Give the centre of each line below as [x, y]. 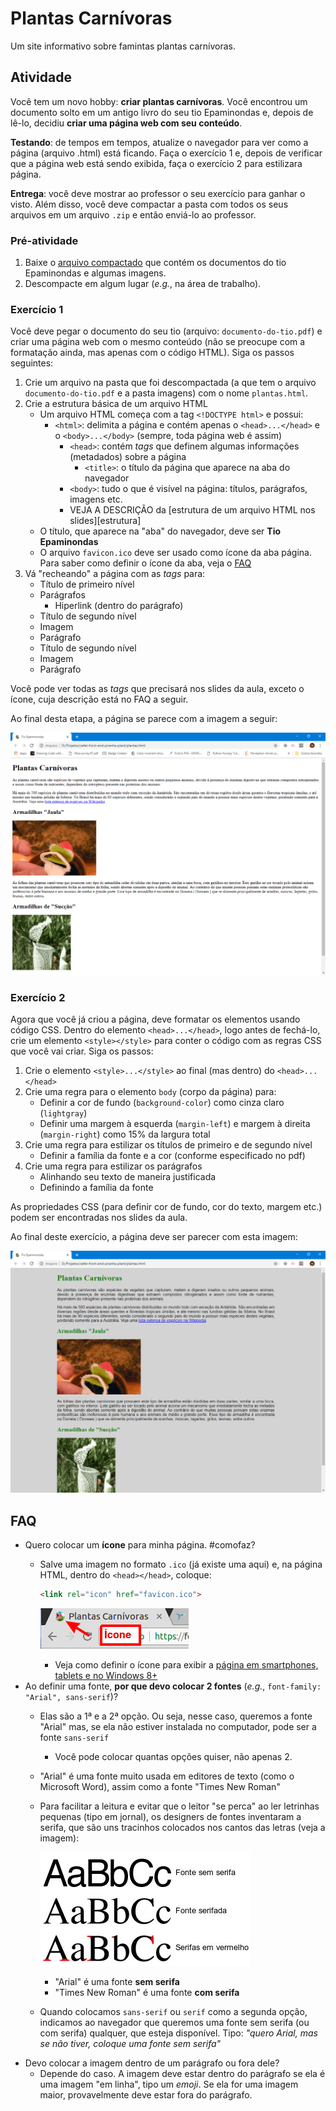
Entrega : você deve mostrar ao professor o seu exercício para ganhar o [158, 193]
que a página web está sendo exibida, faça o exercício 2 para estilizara [156, 163]
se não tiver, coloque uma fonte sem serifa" [130, 2044]
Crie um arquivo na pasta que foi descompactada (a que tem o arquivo [170, 383]
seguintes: [32, 363]
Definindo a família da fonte [96, 1187]
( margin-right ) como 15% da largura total [125, 1134]
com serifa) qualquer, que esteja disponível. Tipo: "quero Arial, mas [178, 2033]
